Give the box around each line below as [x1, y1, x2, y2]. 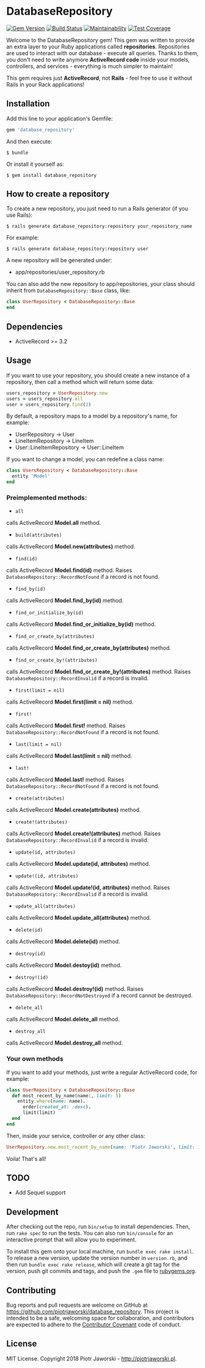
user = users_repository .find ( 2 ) [6, 401, 92, 408]
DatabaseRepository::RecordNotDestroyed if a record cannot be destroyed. [6, 992, 193, 999]
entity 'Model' [12, 473, 51, 479]
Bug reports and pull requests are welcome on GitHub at [6, 1301, 148, 1309]
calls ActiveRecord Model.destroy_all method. [6, 1039, 123, 1047]
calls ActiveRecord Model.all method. [6, 519, 101, 527]
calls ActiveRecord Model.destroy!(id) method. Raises [6, 985, 144, 993]
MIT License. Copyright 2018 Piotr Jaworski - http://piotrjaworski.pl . [6, 1355, 177, 1362]
